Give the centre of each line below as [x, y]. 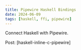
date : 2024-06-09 [23, 14]
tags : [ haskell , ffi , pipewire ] [38, 19]
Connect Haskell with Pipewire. [37, 33]
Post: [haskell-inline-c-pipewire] [38, 43]
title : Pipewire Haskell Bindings [41, 10]
